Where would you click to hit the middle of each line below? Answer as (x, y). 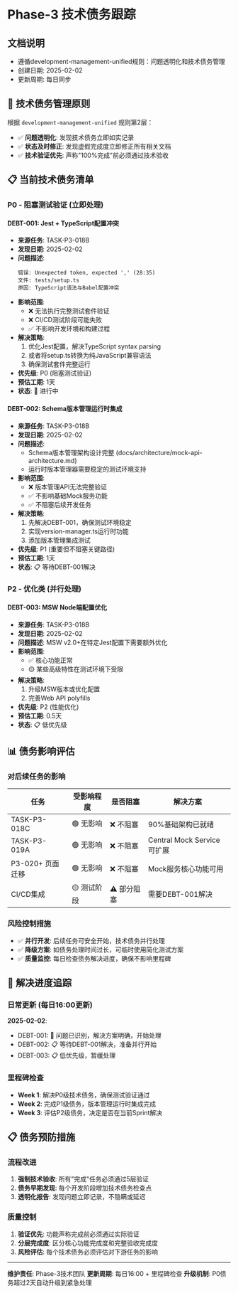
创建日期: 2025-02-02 (50, 70)
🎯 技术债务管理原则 (49, 104)
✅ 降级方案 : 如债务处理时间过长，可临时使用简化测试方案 (101, 949)
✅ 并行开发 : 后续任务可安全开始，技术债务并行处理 (91, 940)
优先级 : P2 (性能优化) (48, 707)
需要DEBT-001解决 (180, 894)
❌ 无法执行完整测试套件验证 (69, 311)
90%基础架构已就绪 (181, 824)
